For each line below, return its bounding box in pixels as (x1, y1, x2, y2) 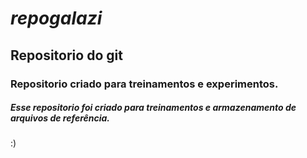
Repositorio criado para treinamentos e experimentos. (10, 77, 279, 91)
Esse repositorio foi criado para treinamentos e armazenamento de (10, 102, 297, 114)
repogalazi (10, 7, 103, 30)
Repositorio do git (10, 47, 123, 64)
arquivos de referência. (10, 112, 111, 124)
